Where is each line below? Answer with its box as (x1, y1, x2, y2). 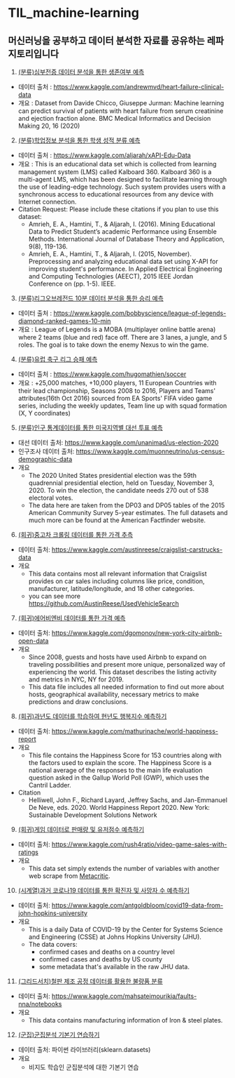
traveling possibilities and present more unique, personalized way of (28, 660, 226, 668)
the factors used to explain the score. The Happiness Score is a (28, 759, 212, 766)
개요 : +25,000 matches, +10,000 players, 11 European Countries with (17, 379, 217, 387)
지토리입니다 (8, 48, 59, 60)
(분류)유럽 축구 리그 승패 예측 (17, 355, 98, 363)
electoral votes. (28, 493, 73, 502)
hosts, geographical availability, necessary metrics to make (28, 690, 199, 698)
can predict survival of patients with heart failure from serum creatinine (17, 107, 224, 115)
